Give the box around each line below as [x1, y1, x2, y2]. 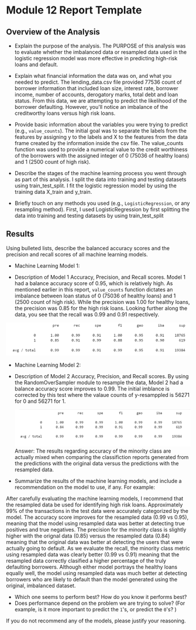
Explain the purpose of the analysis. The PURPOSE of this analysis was [14, 42, 186, 49]
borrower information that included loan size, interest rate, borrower [14, 85, 178, 91]
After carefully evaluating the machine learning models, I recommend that [6, 495, 184, 502]
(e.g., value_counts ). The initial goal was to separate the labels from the [14, 127, 187, 134]
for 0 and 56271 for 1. [14, 398, 66, 405]
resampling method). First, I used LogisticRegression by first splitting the [14, 206, 190, 213]
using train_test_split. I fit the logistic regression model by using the [14, 182, 177, 189]
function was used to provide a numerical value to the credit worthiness [14, 146, 188, 153]
